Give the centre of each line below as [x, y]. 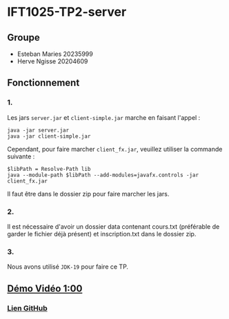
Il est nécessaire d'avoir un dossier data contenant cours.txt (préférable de [113, 226]
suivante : [21, 156]
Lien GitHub [27, 308]
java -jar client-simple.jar [49, 136]
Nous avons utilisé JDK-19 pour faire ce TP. [68, 267]
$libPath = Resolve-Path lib [49, 169]
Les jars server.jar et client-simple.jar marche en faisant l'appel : [104, 117]
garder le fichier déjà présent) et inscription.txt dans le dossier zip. [102, 234]
